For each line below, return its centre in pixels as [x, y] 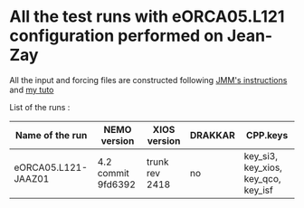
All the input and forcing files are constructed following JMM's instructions [148, 80]
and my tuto [32, 90]
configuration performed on [117, 36]
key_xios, [263, 167]
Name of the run [51, 135]
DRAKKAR [212, 135]
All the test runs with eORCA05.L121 [147, 17]
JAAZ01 [32, 178]
